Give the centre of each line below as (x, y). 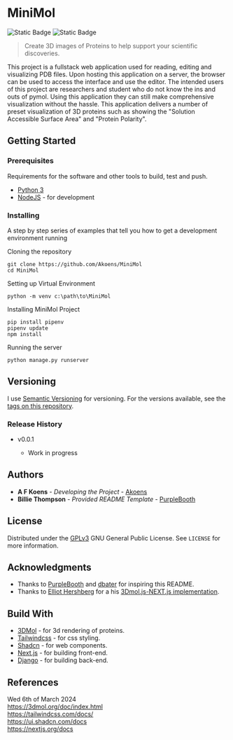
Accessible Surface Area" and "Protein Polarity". (77, 119)
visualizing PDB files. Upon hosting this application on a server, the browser (116, 74)
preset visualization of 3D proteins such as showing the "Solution (101, 111)
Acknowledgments (50, 567)
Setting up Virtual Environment (51, 283)
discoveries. (42, 53)
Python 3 (30, 190)
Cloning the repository (40, 251)
